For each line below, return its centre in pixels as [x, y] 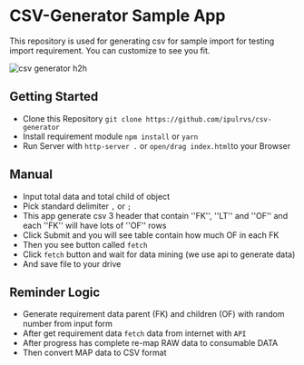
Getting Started [54, 97]
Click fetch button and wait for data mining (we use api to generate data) [159, 254]
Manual [31, 175]
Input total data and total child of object [96, 196]
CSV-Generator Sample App [118, 16]
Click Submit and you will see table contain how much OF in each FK [151, 235]
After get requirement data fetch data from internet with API [134, 333]
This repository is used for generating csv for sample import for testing [142, 41]
